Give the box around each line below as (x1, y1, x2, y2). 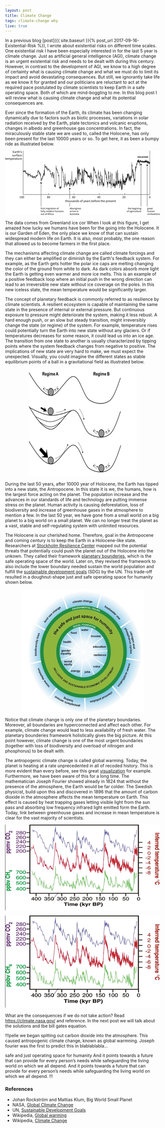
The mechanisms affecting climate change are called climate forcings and (5, 250, 155, 256)
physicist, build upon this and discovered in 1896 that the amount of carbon (5, 789, 158, 795)
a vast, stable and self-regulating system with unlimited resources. (5, 523, 140, 529)
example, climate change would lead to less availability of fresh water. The (5, 727, 156, 733)
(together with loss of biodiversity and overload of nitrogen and (5, 743, 134, 749)
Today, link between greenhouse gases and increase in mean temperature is (5, 810, 160, 816)
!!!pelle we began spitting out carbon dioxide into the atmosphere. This (5, 1033, 148, 1038)
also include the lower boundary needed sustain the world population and (5, 564, 154, 570)
